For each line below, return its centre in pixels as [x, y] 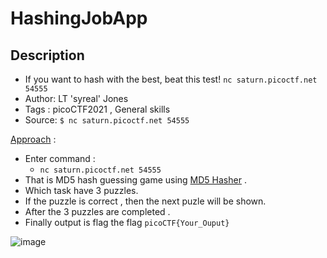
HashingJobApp [79, 18]
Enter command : [60, 158]
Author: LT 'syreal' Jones [76, 98]
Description [47, 55]
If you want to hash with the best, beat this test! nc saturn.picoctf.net [171, 79]
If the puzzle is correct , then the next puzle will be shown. [145, 201]
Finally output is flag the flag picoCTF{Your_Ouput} [127, 222]
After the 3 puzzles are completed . [97, 211]
